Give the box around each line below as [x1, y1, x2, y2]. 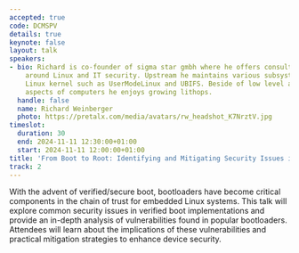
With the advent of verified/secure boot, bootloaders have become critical [9, 186, 281, 197]
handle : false [17, 95, 69, 105]
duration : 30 [17, 129, 66, 138]
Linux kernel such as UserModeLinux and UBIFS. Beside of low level [25, 79, 285, 88]
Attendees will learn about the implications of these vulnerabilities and [9, 224, 267, 235]
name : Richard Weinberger [17, 104, 114, 113]
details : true [9, 29, 62, 38]
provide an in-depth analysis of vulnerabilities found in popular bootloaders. [9, 215, 287, 225]
